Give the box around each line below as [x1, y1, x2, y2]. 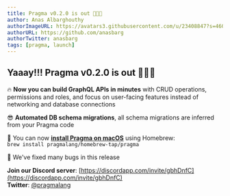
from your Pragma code [7, 120, 75, 128]
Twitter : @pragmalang [7, 180, 71, 188]
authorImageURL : [7, 23, 53, 29]
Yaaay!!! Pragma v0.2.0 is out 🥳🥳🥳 [7, 67, 156, 79]
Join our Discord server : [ [7, 166, 81, 174]
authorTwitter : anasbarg [7, 36, 78, 42]
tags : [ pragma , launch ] [7, 42, 75, 48]
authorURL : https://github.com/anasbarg [7, 29, 125, 36]
